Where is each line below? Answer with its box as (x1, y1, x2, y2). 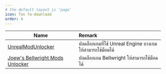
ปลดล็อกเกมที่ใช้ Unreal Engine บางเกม (79, 40, 157, 47)
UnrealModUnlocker (7, 43, 55, 50)
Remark (79, 32, 98, 39)
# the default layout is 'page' (5, 7, 72, 12)
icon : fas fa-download (5, 12, 52, 17)
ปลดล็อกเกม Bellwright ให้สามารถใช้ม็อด (79, 55, 158, 62)
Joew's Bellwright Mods (7, 55, 64, 62)
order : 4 (5, 16, 23, 21)
